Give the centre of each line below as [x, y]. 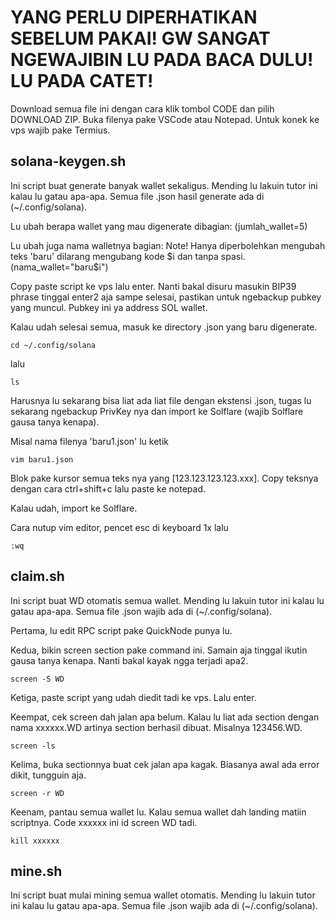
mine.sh [36, 871]
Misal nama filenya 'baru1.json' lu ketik [90, 441]
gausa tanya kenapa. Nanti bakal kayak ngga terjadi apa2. [129, 660]
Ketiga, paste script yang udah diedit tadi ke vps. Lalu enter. [133, 697]
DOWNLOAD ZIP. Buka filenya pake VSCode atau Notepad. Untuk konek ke [165, 119]
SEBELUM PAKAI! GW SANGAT [140, 38]
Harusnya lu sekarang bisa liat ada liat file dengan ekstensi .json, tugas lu [161, 400]
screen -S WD [37, 679]
